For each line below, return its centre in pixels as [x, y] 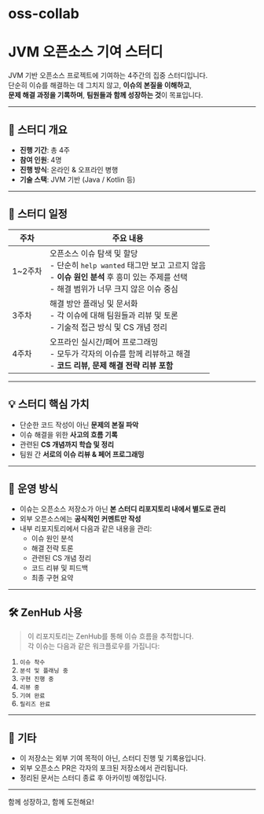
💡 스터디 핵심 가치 [49, 405]
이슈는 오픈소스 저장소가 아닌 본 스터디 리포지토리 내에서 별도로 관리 [123, 509]
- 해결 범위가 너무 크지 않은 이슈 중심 [114, 289]
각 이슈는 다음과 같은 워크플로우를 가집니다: [93, 646]
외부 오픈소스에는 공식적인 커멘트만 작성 [80, 519]
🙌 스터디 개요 [38, 129]
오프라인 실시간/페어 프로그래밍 [104, 341]
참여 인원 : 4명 [40, 160]
